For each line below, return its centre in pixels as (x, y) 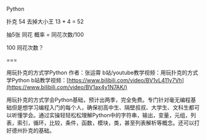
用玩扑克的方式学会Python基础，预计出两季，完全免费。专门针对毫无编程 (99, 100)
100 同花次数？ (25, 48)
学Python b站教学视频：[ (38, 80)
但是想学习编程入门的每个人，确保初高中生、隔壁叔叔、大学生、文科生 (100, 107)
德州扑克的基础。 (33, 130)
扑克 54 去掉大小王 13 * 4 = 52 (45, 21)
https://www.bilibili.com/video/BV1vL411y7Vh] (126, 80)
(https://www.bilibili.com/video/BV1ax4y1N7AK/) (67, 87)
